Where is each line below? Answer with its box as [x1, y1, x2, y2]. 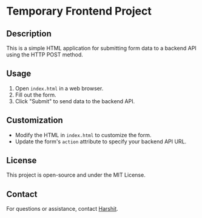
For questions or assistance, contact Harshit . [6, 205, 118, 213]
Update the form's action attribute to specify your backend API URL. [15, 138, 187, 145]
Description [6, 29, 52, 39]
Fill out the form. [15, 91, 56, 98]
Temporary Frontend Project [6, 4, 152, 18]
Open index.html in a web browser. [15, 84, 104, 92]
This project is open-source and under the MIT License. [6, 171, 146, 179]
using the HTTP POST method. [6, 51, 83, 58]
